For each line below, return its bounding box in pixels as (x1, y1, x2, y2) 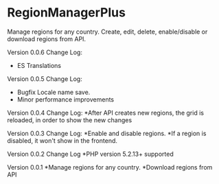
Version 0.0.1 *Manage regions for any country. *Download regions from (7, 163, 213, 171)
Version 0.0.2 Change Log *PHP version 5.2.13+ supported (7, 150, 174, 158)
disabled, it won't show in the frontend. (7, 136, 118, 145)
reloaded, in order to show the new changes (7, 115, 132, 124)
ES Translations (16, 61, 62, 69)
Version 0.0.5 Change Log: (7, 74, 82, 83)
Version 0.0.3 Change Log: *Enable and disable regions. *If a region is (7, 129, 207, 137)
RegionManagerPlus (7, 5, 126, 21)
